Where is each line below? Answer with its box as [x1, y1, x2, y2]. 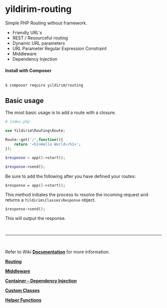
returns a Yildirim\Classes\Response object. [5, 197, 96, 203]
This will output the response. [5, 215, 66, 221]
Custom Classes [5, 288, 40, 294]
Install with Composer [5, 67, 52, 73]
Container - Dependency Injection [5, 278, 77, 284]
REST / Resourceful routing [12, 35, 68, 41]
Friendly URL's [12, 29, 42, 35]
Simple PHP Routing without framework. [5, 20, 87, 26]
